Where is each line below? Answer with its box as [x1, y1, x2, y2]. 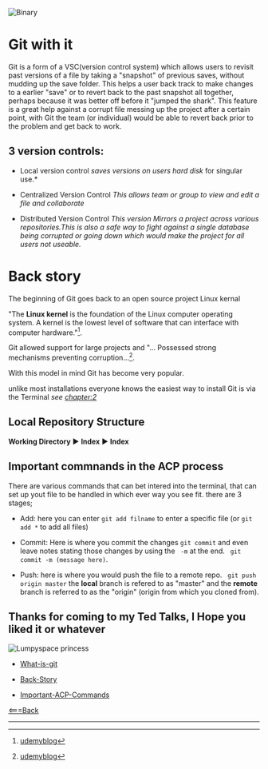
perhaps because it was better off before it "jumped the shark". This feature [8, 96, 258, 106]
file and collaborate [19, 198, 85, 208]
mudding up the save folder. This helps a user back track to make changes [8, 78, 254, 88]
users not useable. [19, 239, 81, 249]
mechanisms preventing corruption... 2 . [8, 352, 136, 362]
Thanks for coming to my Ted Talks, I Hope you [8, 610, 246, 624]
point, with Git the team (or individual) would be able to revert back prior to [8, 113, 254, 122]
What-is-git [19, 659, 58, 669]
